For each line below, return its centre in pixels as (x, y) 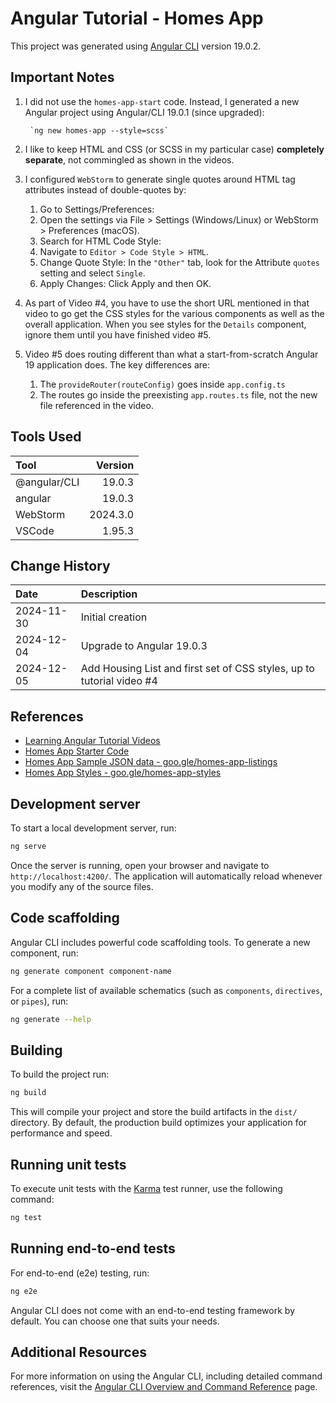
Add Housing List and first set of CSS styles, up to (197, 669)
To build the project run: (60, 1074)
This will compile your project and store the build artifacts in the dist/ (154, 1112)
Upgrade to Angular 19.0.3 (144, 646)
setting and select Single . (92, 273)
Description (109, 594)
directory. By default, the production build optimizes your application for (159, 1123)
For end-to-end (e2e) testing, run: (80, 1273)
